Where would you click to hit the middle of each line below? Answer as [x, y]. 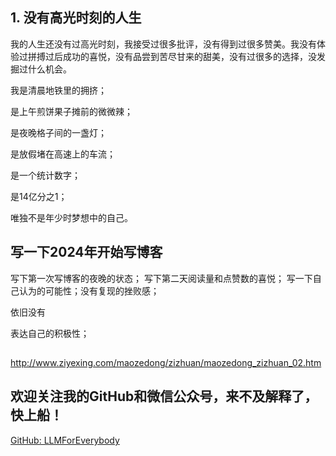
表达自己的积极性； [50, 333]
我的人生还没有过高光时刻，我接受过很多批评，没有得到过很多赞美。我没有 [163, 44]
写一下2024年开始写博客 [86, 252]
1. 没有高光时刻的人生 [76, 18]
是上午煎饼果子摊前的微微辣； [71, 111]
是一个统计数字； [45, 175]
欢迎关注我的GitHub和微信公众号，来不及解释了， [164, 396]
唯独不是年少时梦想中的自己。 [71, 217]
